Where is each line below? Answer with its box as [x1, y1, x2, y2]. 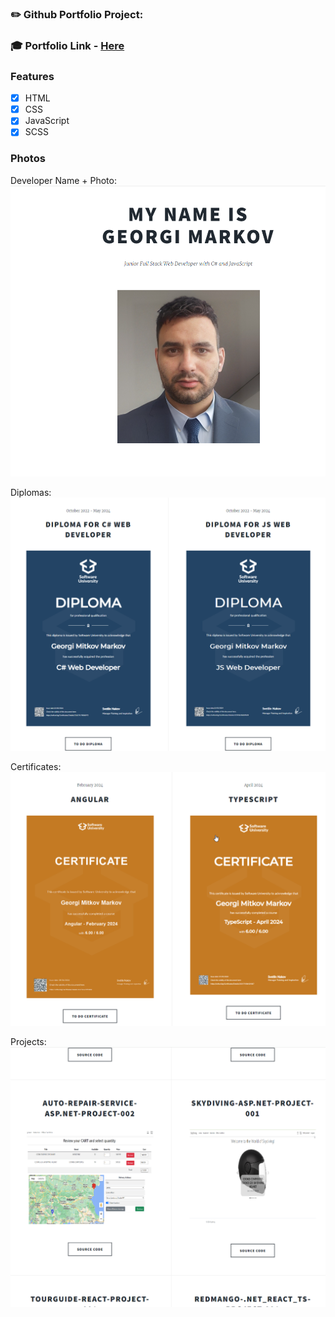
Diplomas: [10, 487, 52, 499]
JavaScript [24, 115, 70, 127]
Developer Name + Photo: [10, 174, 117, 186]
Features [10, 69, 55, 83]
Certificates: [10, 760, 62, 772]
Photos [10, 152, 46, 166]
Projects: [10, 1036, 47, 1048]
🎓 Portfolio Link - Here [10, 38, 125, 52]
